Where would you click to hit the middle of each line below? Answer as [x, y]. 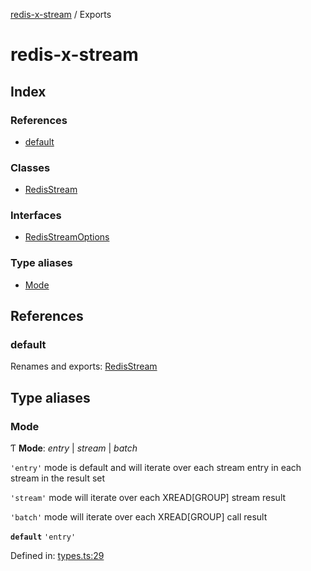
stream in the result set [58, 478]
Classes [30, 167]
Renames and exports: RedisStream [84, 366]
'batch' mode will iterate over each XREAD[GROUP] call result [139, 517]
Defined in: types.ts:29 [57, 556]
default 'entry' [43, 537]
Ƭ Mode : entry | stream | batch [74, 448]
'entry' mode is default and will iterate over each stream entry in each [156, 468]
